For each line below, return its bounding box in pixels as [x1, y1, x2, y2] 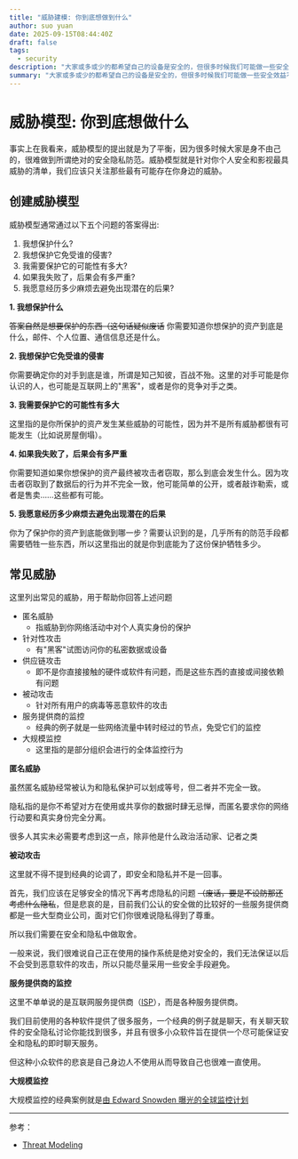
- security [17, 54, 58, 63]
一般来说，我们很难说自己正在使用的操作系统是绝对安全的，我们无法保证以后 [9, 948, 289, 959]
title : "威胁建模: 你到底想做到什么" [9, 12, 133, 22]
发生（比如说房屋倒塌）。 [16, 429, 106, 440]
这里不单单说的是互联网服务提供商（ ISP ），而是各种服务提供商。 [9, 997, 243, 1008]
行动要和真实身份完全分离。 [9, 812, 111, 823]
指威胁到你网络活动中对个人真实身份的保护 [35, 622, 192, 632]
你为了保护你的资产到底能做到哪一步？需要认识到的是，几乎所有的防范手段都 [9, 527, 289, 538]
